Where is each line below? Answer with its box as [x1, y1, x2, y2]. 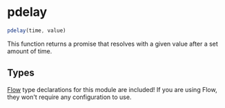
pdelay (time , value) [7, 27, 67, 34]
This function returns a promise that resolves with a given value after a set [7, 39, 219, 48]
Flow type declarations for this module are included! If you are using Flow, [7, 85, 217, 93]
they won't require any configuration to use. [7, 93, 132, 101]
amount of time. [7, 46, 52, 55]
